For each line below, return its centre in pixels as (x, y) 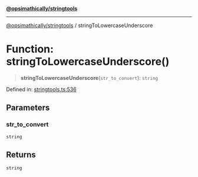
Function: (30, 49)
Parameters (28, 108)
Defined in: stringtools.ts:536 (41, 89)
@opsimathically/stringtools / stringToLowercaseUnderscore (80, 25)
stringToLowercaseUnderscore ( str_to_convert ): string (89, 78)
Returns (21, 155)
